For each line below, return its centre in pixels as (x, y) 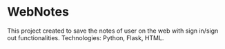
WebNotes (38, 12)
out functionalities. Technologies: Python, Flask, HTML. (86, 37)
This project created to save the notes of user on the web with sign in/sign (113, 31)
